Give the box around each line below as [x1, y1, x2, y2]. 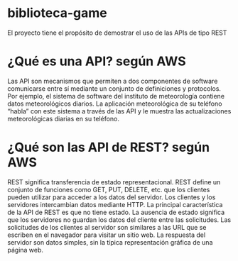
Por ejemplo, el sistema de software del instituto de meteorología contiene [7, 91, 225, 100]
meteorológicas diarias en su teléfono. [7, 114, 119, 123]
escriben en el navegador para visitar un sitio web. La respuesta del [7, 231, 206, 239]
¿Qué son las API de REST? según [7, 140, 210, 155]
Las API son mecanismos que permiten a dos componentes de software [7, 77, 218, 85]
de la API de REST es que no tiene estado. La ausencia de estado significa [7, 208, 225, 216]
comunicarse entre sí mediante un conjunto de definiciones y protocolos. [7, 84, 222, 93]
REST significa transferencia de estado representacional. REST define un [7, 177, 221, 186]
